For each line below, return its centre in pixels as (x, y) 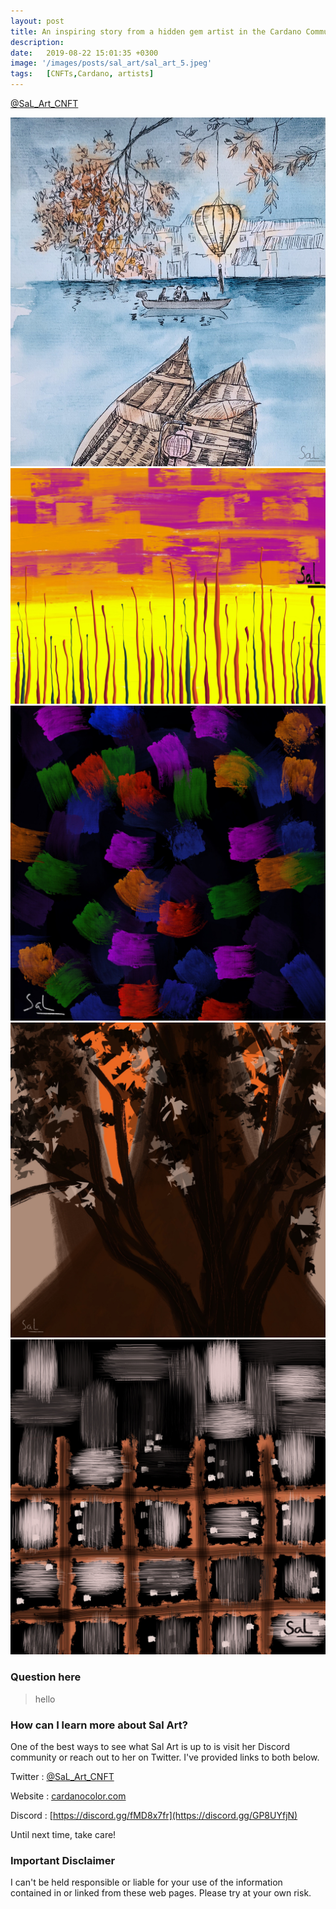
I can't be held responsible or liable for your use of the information (146, 1882)
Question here (46, 1677)
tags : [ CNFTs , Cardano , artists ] (82, 74)
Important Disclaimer (63, 1860)
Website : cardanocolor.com (68, 1796)
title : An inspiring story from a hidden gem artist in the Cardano (156, 31)
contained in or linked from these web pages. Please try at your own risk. (161, 1893)
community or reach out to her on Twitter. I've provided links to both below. (165, 1757)
